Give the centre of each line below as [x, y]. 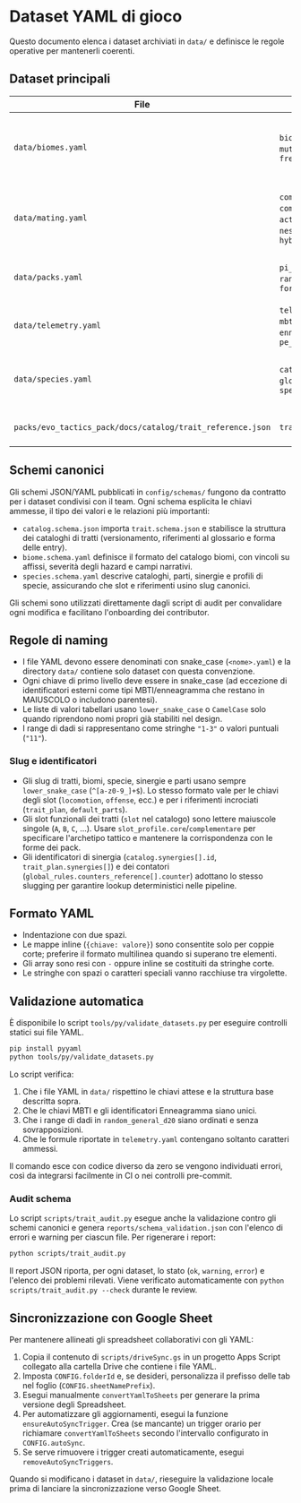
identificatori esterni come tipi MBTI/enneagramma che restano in [143, 691]
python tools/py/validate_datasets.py [82, 1057]
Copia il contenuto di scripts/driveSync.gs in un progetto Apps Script [151, 1357]
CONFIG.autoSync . [54, 1443]
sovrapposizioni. [52, 1129]
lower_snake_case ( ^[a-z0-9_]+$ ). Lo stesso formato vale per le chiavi [150, 790]
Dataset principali [60, 79]
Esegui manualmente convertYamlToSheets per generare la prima [141, 1396]
